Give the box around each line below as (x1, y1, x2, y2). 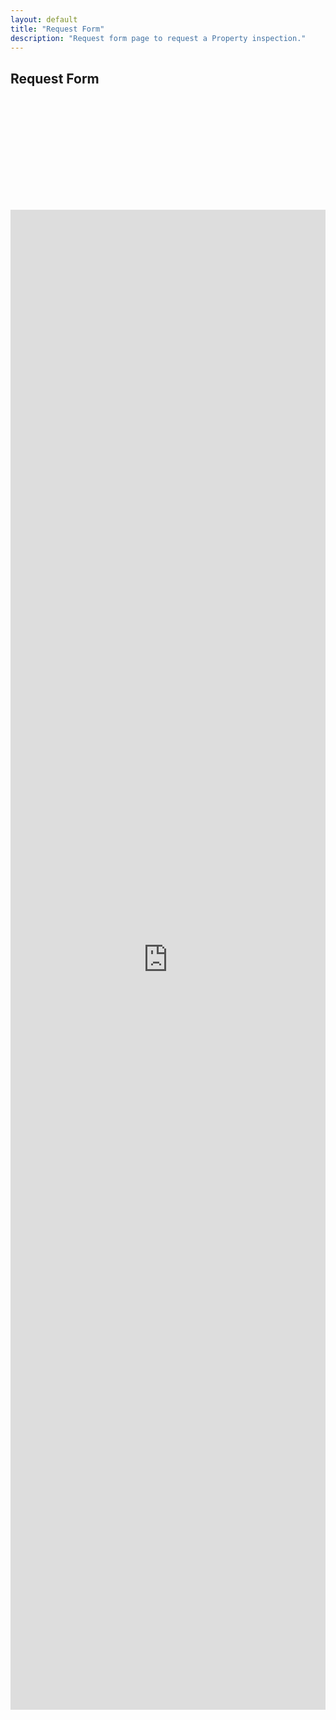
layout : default (10, 14, 78, 25)
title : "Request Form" (10, 24, 105, 34)
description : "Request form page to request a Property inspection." (10, 33, 307, 43)
